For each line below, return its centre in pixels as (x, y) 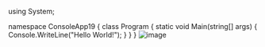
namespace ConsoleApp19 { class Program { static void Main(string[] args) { (133, 26)
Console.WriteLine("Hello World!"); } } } (73, 35)
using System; (32, 11)
